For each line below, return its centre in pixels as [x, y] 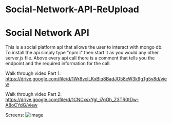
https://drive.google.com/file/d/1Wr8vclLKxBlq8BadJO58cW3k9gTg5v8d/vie [86, 79]
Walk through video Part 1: [33, 73]
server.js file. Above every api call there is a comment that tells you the [80, 58]
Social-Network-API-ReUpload [72, 9]
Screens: [15, 115]
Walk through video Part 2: [34, 94]
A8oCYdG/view [22, 105]
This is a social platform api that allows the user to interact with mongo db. [84, 47]
